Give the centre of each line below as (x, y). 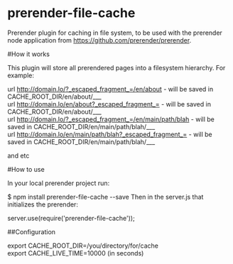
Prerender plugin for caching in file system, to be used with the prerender (115, 33)
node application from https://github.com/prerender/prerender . (99, 40)
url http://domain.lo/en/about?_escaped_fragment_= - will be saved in (109, 104)
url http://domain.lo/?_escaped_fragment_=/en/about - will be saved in (110, 89)
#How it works (28, 54)
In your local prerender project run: (59, 183)
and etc (18, 155)
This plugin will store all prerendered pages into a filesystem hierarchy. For (116, 67)
